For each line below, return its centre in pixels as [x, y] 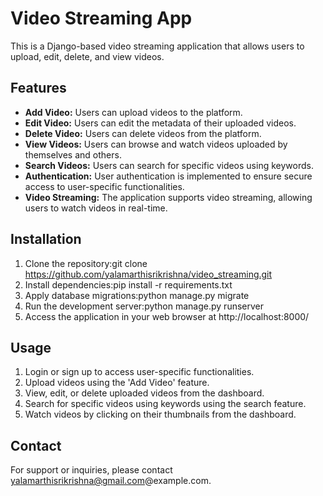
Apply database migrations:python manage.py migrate [137, 295]
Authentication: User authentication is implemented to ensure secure [168, 176]
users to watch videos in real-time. [96, 208]
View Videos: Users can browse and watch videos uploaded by [156, 144]
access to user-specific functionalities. [104, 186]
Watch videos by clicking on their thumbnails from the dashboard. [160, 414]
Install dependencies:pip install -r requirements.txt [128, 284]
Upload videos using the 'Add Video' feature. [117, 383]
